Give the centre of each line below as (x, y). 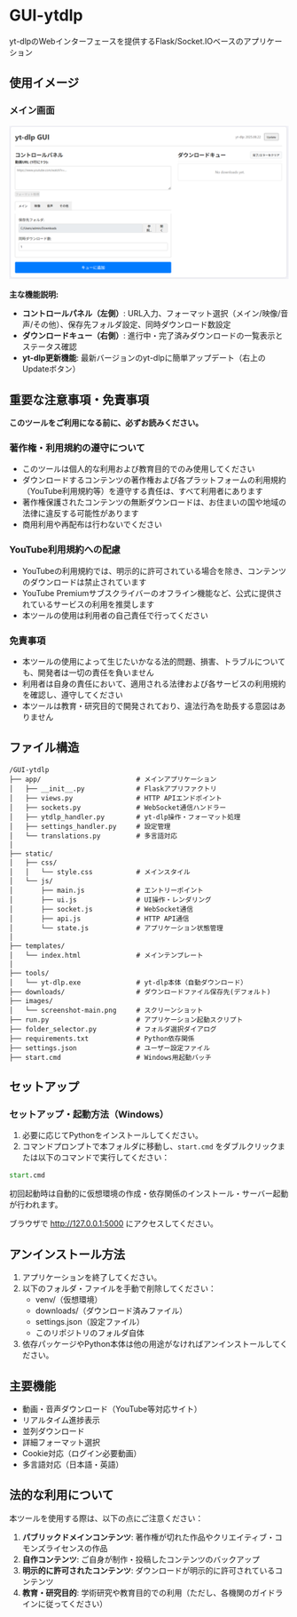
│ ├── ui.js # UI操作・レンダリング (110, 900)
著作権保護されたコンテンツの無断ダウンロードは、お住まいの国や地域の (154, 502)
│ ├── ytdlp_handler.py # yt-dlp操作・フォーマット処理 (125, 817)
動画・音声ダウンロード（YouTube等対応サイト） (112, 1408)
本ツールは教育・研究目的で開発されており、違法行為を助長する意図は (150, 705)
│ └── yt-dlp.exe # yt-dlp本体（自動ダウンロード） (129, 983)
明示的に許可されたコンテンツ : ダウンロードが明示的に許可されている (148, 1570)
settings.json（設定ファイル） (90, 1322)
